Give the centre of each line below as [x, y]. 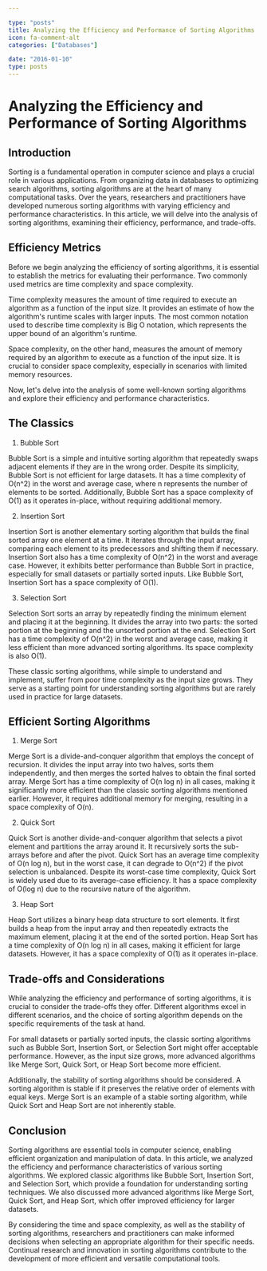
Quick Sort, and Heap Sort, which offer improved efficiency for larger [122, 1201]
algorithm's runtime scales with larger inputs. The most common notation [128, 316]
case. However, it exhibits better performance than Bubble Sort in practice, [131, 565]
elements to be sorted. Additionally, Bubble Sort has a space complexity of [131, 492]
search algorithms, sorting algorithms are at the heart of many [110, 189]
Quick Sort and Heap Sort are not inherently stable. [92, 1106]
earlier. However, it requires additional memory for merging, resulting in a [128, 798]
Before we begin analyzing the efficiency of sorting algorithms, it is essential [134, 267]
